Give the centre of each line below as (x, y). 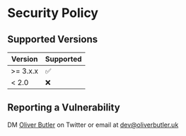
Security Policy (53, 13)
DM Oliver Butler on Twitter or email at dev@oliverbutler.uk (93, 125)
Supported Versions (52, 39)
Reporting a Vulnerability (64, 108)
